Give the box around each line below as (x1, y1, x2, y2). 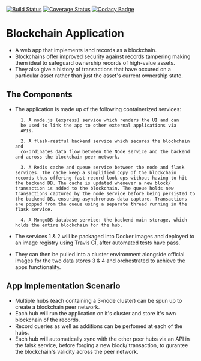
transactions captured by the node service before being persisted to (14, 190, 196, 196)
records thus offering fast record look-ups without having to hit (14, 175, 187, 181)
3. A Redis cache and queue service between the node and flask (20, 164, 185, 171)
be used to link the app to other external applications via (20, 122, 177, 129)
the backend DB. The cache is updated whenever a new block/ (14, 180, 172, 186)
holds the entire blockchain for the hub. (14, 222, 123, 228)
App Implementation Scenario (6, 281, 121, 291)
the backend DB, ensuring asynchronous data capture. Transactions (14, 196, 187, 202)
